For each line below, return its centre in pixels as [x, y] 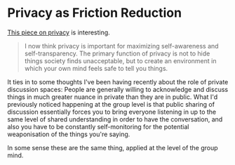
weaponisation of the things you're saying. [69, 134]
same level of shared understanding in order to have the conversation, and [115, 119]
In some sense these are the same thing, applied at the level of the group [113, 147]
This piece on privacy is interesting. [59, 32]
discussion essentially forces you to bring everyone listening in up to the [112, 112]
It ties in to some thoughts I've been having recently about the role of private [118, 81]
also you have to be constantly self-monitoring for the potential [98, 126]
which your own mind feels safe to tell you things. [96, 68]
